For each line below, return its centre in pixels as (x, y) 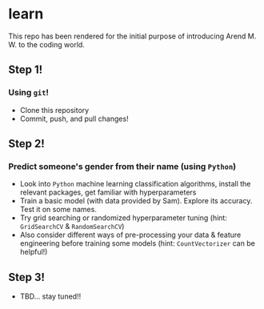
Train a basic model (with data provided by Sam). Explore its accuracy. (136, 201)
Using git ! (29, 93)
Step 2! (27, 144)
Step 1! (26, 70)
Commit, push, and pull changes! (74, 118)
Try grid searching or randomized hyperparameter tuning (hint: (124, 218)
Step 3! (27, 277)
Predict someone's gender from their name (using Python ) (122, 167)
